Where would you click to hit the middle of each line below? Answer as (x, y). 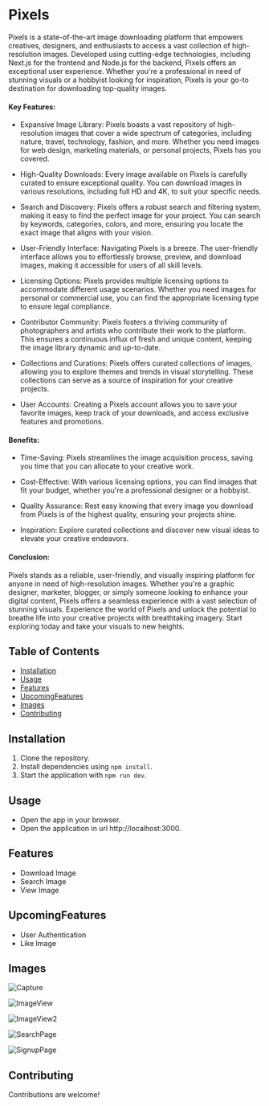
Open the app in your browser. (70, 819)
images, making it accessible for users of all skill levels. (111, 265)
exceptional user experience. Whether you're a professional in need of (125, 71)
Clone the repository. (55, 758)
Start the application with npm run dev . (83, 775)
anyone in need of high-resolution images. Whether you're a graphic (122, 584)
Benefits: (24, 440)
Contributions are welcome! (54, 1095)
